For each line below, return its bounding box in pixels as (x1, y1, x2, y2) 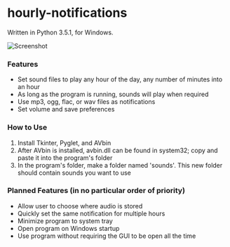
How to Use (7, 123, 48, 133)
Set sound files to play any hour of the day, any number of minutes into (17, 75, 223, 84)
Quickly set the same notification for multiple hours (17, 209, 165, 218)
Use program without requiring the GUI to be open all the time (17, 232, 196, 240)
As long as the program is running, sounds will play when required (17, 90, 209, 99)
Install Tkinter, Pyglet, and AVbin (17, 138, 111, 147)
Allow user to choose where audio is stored (17, 201, 143, 210)
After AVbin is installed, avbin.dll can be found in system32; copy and (17, 146, 219, 154)
